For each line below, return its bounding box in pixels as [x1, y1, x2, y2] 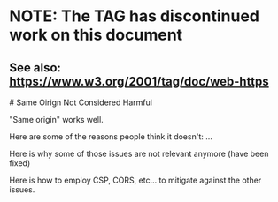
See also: [9, 60, 62, 75]
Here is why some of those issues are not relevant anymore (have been [9, 148, 269, 159]
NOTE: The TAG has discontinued [9, 6, 259, 26]
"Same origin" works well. [9, 115, 104, 124]
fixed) [9, 158, 31, 168]
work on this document [9, 25, 183, 45]
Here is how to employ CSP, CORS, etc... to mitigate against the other [9, 175, 262, 185]
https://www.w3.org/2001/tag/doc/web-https [9, 73, 270, 89]
